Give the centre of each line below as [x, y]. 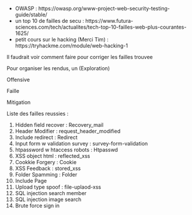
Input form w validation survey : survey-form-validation [81, 143]
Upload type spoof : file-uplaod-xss [58, 187]
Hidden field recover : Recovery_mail [59, 125]
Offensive [18, 79]
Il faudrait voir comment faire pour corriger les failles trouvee [80, 57]
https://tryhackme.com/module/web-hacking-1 [71, 46]
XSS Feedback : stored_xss [48, 168]
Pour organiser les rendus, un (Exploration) [58, 68]
